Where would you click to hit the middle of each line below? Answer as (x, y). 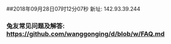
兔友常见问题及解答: (36, 26)
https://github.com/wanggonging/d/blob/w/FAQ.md (85, 34)
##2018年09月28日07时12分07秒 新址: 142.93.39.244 (73, 9)
